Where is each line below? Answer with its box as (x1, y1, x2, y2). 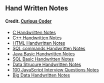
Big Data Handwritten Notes (12, 72, 70, 78)
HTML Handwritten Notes (12, 40, 65, 46)
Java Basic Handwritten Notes (12, 50, 75, 57)
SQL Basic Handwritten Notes (12, 56, 74, 62)
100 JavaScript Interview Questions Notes (12, 66, 99, 72)
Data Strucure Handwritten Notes (12, 61, 81, 67)
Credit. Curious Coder (5, 18, 52, 24)
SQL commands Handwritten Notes (12, 45, 85, 51)
